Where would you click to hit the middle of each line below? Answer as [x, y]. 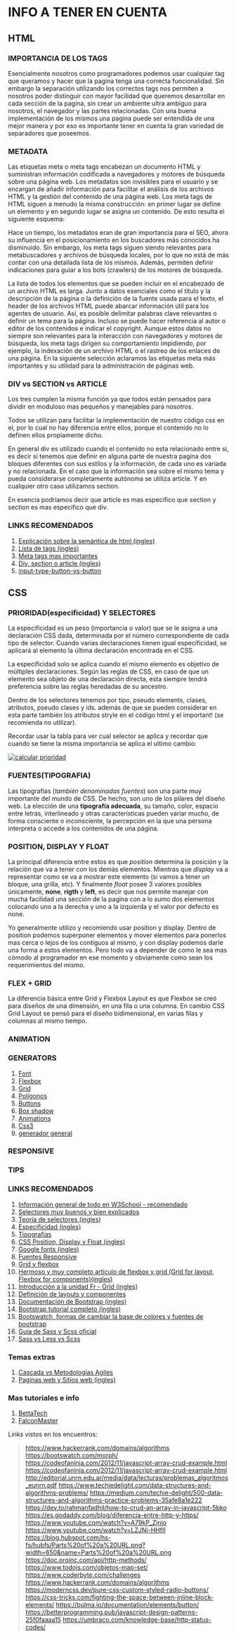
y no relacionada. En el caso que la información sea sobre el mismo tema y [116, 471]
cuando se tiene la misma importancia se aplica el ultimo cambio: [102, 744]
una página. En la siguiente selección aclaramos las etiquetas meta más [112, 359]
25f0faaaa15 [43, 1620]
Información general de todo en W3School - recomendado [103, 1204]
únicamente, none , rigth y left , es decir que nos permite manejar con [108, 892]
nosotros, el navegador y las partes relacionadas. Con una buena [102, 110]
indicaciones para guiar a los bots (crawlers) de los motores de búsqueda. [116, 270]
